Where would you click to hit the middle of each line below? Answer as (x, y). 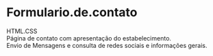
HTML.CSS (22, 31)
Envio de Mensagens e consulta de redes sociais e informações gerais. (107, 45)
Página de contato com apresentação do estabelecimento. (89, 38)
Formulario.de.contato (72, 12)
